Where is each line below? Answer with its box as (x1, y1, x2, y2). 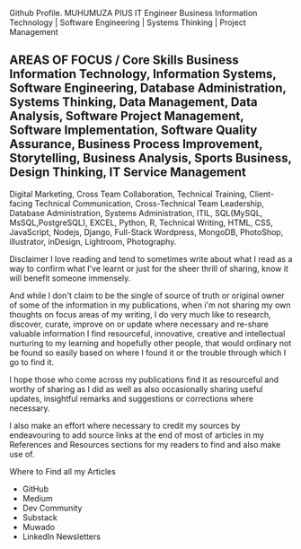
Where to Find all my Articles (9, 466, 117, 476)
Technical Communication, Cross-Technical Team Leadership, (34, 197, 265, 209)
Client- (248, 188, 275, 199)
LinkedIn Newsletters (22, 531, 102, 542)
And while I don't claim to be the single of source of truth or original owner (9, 290, 285, 301)
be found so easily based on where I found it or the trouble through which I (9, 347, 287, 358)
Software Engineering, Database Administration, (9, 81, 287, 96)
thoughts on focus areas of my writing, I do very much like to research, (9, 309, 271, 319)
